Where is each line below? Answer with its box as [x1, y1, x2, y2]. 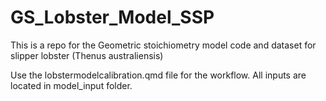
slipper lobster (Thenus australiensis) [10, 49, 164, 61]
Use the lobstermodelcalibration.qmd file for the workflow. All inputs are [10, 69, 307, 81]
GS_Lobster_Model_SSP [10, 6, 215, 29]
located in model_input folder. [10, 79, 133, 91]
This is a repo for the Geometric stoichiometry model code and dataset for [10, 39, 317, 51]
